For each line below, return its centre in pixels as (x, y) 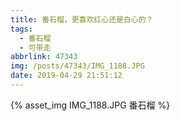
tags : (21, 29)
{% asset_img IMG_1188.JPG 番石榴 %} (90, 105)
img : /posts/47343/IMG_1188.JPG (77, 66)
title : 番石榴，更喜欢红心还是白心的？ (82, 19)
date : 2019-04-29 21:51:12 (66, 76)
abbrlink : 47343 (44, 57)
